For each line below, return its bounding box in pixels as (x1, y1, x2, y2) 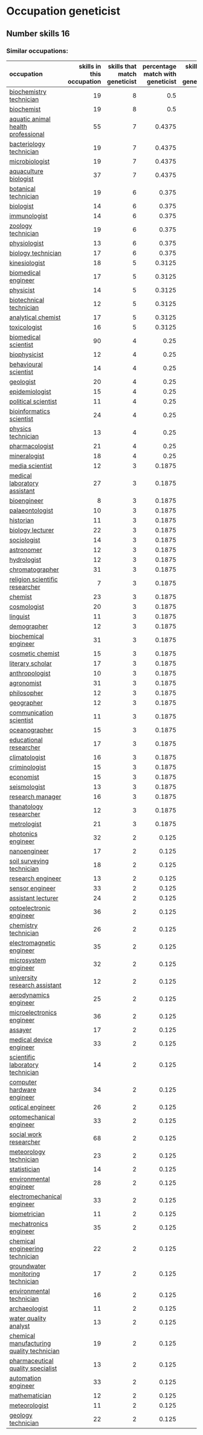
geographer (9, 698, 43, 707)
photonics (9, 829, 38, 838)
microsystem (9, 956, 47, 964)
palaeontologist (9, 506, 53, 514)
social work (9, 1130, 42, 1138)
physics (9, 424, 31, 432)
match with (143, 70, 177, 78)
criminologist (9, 763, 47, 771)
